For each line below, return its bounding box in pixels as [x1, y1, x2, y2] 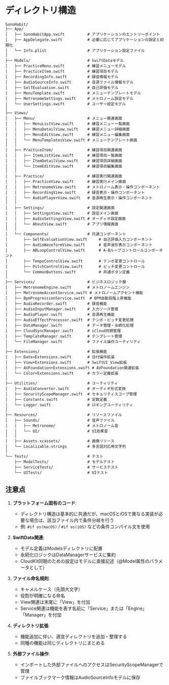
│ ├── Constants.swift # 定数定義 [5, 397, 107, 402]
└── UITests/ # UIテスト [14, 470, 108, 475]
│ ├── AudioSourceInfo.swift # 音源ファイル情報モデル [5, 80, 134, 85]
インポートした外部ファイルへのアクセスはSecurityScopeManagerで [20, 661, 164, 668]
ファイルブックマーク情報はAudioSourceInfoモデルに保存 [20, 674, 140, 680]
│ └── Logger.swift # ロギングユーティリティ [5, 402, 133, 407]
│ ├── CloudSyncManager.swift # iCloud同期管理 [5, 328, 121, 333]
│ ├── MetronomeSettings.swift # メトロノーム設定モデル [5, 96, 134, 101]
